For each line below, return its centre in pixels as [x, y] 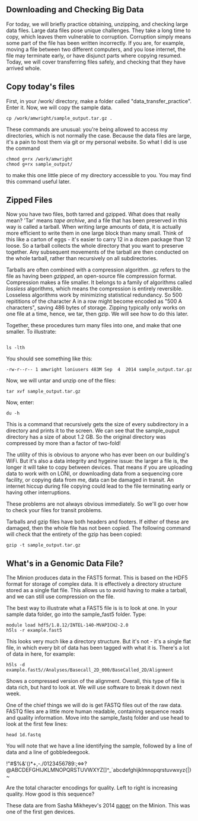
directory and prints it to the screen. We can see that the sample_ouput [93, 431]
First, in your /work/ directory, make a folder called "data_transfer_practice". [99, 101]
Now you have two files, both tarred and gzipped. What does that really [93, 214]
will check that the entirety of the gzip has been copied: [74, 534]
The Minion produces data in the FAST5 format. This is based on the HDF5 [97, 578]
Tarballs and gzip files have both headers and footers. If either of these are [98, 522]
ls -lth [16, 348]
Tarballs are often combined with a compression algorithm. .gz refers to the [98, 270]
